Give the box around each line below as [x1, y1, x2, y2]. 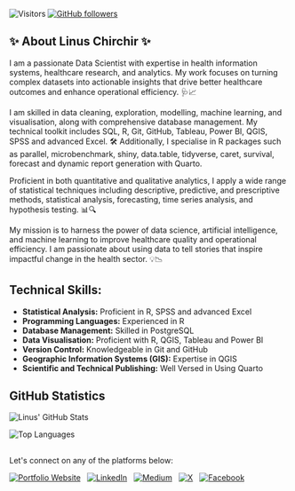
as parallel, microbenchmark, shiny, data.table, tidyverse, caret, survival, [9, 148, 275, 159]
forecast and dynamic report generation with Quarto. [9, 158, 203, 169]
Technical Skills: [9, 282, 102, 297]
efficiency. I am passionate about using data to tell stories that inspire [9, 243, 264, 254]
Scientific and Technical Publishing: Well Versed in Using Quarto [21, 362, 264, 373]
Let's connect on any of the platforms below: [9, 455, 173, 465]
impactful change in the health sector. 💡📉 [9, 253, 163, 264]
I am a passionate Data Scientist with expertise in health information [9, 58, 258, 68]
